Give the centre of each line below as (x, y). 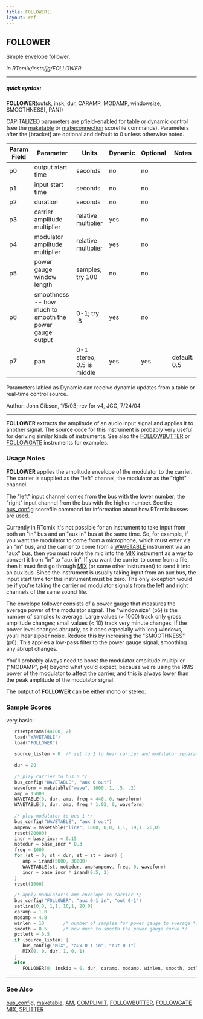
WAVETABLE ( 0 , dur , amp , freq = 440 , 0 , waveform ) (78, 799)
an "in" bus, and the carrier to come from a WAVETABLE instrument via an (98, 546)
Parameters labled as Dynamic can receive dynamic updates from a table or (101, 388)
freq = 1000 (29, 850)
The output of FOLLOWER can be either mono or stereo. (76, 691)
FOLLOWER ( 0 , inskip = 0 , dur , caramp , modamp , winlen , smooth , (104, 968)
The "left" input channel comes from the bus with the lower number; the (96, 496)
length (43, 284)
